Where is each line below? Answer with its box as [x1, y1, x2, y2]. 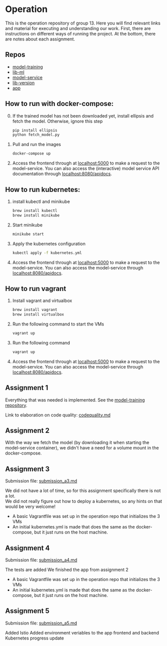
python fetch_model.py [12, 132, 60, 137]
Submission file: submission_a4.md [5, 557, 77, 563]
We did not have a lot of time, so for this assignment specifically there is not [5, 487, 161, 493]
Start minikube [12, 221, 43, 228]
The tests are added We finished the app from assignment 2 [5, 566, 129, 573]
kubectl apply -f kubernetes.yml [12, 250, 82, 255]
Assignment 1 [5, 383, 48, 392]
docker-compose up [12, 151, 51, 156]
